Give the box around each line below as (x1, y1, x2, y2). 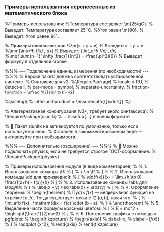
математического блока (5, 9, 68, 16)
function (5, 89, 22, 95)
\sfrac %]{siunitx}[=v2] (27, 89, 75, 95)
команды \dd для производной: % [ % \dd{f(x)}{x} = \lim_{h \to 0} (5, 174, 142, 180)
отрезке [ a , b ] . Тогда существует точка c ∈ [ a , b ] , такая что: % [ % (5, 194, 146, 201)
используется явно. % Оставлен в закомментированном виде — (5, 128, 143, 134)
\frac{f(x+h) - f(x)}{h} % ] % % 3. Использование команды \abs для (5, 179, 147, 185)
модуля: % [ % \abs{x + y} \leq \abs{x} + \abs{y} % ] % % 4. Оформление (5, 184, 159, 190)
